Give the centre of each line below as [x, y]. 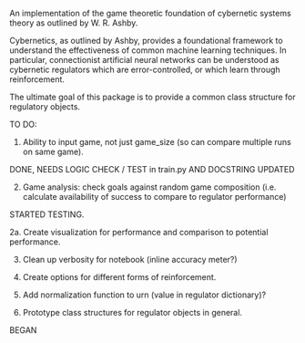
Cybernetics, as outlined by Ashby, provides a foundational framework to [147, 41]
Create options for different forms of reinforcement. [119, 277]
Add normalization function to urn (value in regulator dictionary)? [144, 295]
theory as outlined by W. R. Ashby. [74, 23]
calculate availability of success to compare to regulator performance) [154, 197]
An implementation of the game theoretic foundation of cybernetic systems [150, 13]
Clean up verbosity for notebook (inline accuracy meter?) [130, 260]
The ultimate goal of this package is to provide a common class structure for [152, 97]
